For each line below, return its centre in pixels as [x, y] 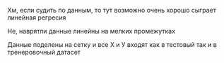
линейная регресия [37, 17]
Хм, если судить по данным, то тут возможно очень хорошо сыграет [112, 10]
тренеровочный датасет [44, 52]
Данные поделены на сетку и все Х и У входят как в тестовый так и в [112, 44]
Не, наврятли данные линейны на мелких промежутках [91, 31]
